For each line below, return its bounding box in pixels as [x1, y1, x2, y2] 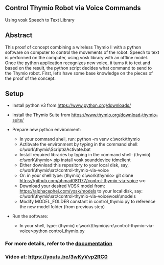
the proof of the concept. [5, 75, 56, 81]
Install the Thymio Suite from [12, 112, 70, 118]
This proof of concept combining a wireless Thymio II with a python [5, 44, 141, 50]
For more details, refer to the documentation [5, 240, 113, 247]
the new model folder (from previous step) [19, 204, 105, 210]
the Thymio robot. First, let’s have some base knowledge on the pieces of [5, 70, 153, 76]
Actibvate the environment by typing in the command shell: [19, 142, 139, 147]
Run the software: [12, 213, 48, 219]
